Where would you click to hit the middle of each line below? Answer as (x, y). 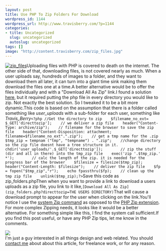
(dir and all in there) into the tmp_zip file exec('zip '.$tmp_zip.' (83, 154)
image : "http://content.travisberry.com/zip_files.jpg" (64, 51)
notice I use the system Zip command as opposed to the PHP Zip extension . (83, 202)
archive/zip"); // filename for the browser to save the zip (86, 127)
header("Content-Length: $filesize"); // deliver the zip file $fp (83, 167)
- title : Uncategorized (30, 33)
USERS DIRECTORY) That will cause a (113, 191)
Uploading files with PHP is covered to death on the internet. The (93, 66)
